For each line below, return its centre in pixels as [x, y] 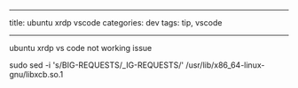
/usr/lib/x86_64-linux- [225, 65]
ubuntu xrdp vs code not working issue [81, 48]
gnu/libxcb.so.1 [36, 74]
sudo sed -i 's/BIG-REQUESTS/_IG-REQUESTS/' [97, 65]
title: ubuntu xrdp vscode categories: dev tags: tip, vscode [116, 22]
